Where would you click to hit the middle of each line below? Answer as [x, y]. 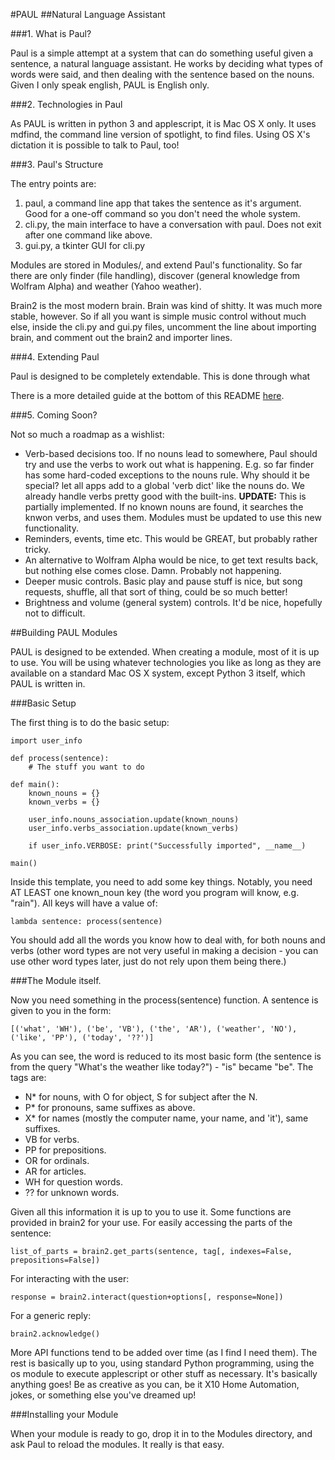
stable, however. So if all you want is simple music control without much [158, 316]
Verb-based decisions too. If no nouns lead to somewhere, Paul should [171, 453]
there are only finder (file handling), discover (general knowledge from [155, 275]
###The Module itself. [56, 980]
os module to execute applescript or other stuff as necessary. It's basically [164, 1373]
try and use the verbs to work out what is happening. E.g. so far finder [169, 464]
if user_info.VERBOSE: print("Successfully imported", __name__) [167, 846]
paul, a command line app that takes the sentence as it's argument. [163, 203]
